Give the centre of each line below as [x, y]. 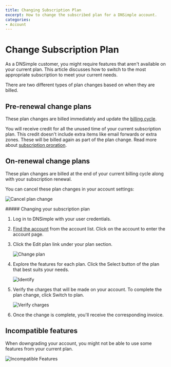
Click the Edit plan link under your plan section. [63, 244]
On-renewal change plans [47, 161]
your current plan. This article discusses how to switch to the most [76, 69]
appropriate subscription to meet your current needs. [62, 75]
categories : [18, 20]
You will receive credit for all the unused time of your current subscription [83, 129]
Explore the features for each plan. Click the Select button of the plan [86, 264]
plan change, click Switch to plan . [48, 295]
